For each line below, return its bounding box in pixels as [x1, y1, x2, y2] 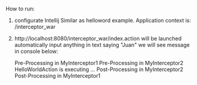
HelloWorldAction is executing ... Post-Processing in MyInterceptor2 [14, 66, 184, 73]
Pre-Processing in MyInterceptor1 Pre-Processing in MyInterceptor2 [14, 60, 184, 66]
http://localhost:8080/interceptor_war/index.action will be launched [14, 35, 182, 42]
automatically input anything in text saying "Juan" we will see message [14, 42, 190, 48]
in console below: [14, 48, 58, 55]
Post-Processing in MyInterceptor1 [14, 72, 101, 79]
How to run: [5, 5, 35, 12]
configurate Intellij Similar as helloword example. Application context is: [14, 17, 191, 24]
